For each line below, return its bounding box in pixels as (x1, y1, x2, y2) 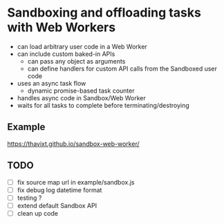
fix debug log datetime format (17, 185, 102, 194)
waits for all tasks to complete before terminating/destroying (17, 101, 190, 109)
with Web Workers (7, 19, 116, 35)
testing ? (17, 194, 42, 202)
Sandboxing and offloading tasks (7, 5, 202, 21)
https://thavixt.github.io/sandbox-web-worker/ (7, 140, 140, 148)
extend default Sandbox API (17, 201, 97, 209)
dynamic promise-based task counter (27, 86, 135, 95)
